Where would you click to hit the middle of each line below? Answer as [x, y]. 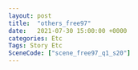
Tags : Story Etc [35, 46]
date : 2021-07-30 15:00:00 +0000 [68, 31]
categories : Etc [35, 38]
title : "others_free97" [50, 23]
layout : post [30, 16]
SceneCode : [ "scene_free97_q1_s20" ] [69, 53]
